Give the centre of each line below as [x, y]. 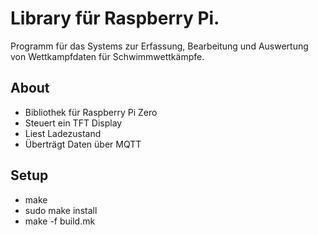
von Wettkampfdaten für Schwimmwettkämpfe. [107, 56]
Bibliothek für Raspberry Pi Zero [91, 112]
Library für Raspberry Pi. [115, 18]
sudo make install [61, 210]
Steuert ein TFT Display [73, 123]
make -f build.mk [60, 221]
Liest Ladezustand [63, 133]
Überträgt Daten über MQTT [83, 144]
